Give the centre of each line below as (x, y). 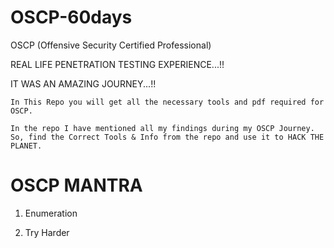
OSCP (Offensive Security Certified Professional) (111, 45)
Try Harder (47, 232)
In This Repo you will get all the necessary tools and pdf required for (167, 102)
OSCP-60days (71, 17)
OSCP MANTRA (76, 185)
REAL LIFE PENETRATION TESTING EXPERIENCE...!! (117, 64)
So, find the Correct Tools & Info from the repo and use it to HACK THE (167, 137)
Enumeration (51, 213)
